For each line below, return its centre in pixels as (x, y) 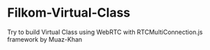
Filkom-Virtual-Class (69, 13)
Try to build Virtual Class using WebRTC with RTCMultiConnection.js (105, 32)
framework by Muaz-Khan (45, 39)
